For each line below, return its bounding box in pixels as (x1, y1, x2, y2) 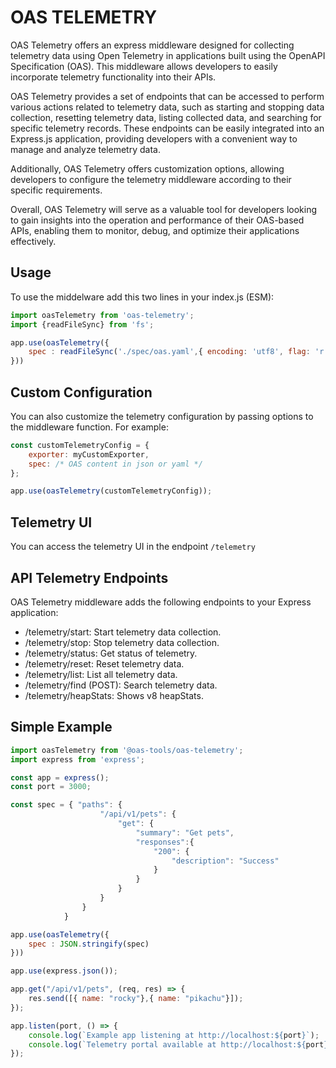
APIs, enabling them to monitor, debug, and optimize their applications (10, 224, 300, 236)
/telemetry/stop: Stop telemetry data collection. (24, 636, 220, 648)
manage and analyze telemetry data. (10, 143, 161, 155)
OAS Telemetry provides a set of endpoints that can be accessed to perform (10, 90, 325, 102)
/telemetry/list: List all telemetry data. (24, 668, 178, 680)
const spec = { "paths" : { (10, 800, 123, 810)
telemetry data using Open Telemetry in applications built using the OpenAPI (10, 49, 326, 61)
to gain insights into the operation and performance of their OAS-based (10, 214, 305, 226)
